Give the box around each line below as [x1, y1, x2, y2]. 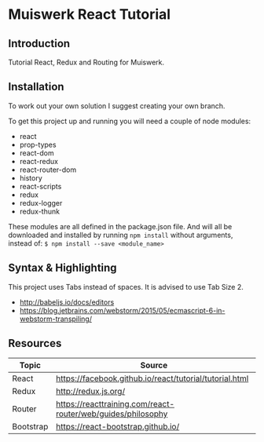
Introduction [8, 37, 71, 50]
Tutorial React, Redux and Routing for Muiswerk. [8, 57, 165, 67]
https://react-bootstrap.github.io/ [56, 422, 180, 433]
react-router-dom [19, 165, 77, 174]
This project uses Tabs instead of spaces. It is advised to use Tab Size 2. [8, 282, 244, 291]
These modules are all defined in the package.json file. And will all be [8, 221, 233, 231]
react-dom [19, 148, 54, 158]
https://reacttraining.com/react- [56, 399, 175, 410]
